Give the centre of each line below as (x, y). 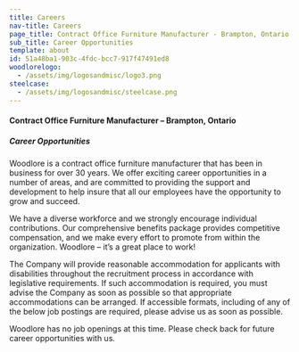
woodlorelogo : (36, 68)
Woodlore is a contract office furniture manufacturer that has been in (136, 164)
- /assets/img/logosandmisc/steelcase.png (97, 92)
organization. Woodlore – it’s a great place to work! (103, 247)
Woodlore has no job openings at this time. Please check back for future (142, 329)
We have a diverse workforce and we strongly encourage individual (133, 218)
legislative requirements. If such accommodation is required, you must (138, 283)
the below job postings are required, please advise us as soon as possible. (146, 312)
